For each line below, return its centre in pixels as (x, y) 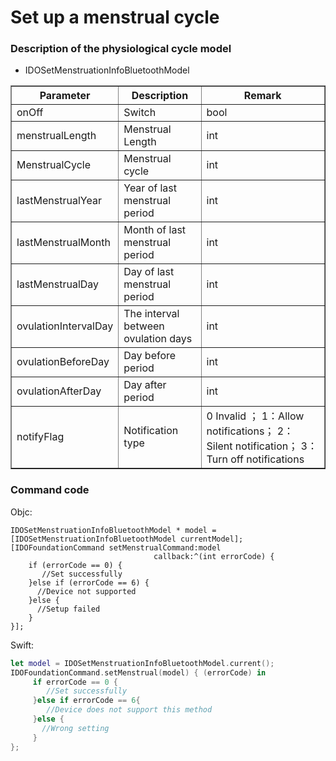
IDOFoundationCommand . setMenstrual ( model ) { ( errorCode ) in (138, 672)
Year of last (150, 188)
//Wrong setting (75, 728)
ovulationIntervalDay (65, 326)
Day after (145, 385)
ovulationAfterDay (59, 391)
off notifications (267, 459)
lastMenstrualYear (59, 201)
